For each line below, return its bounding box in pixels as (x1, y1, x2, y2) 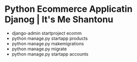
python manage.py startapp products (11, 35, 88, 41)
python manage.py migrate (11, 46, 67, 52)
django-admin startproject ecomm (11, 30, 82, 36)
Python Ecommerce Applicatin (4, 3, 133, 15)
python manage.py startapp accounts (11, 51, 89, 57)
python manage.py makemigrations (11, 40, 84, 46)
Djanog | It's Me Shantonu (4, 14, 113, 25)
